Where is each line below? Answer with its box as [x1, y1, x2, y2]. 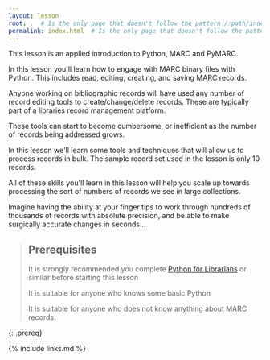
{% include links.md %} [8, 344, 87, 354]
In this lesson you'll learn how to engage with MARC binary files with [8, 64, 235, 74]
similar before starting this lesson [27, 273, 139, 283]
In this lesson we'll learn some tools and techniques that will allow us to [8, 146, 244, 155]
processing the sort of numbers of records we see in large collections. [8, 187, 241, 197]
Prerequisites [27, 242, 97, 256]
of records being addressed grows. [8, 130, 125, 139]
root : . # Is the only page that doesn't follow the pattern [8, 19, 221, 27]
